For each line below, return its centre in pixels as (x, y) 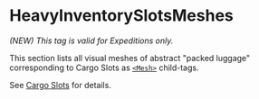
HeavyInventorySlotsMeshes (121, 16)
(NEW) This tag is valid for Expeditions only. (91, 40)
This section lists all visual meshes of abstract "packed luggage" (130, 58)
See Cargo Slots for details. (60, 85)
